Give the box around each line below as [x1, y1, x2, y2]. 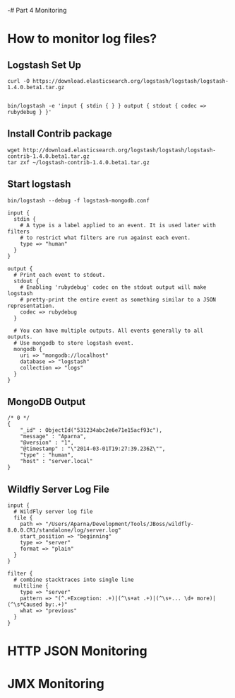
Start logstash [7, 178, 71, 190]
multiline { [13, 583, 49, 590]
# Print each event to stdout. [13, 271, 106, 278]
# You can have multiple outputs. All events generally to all [13, 327, 203, 334]
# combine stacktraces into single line [13, 576, 134, 583]
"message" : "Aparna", [20, 433, 87, 440]
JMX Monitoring [7, 675, 104, 692]
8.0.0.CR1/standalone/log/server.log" [7, 527, 121, 534]
